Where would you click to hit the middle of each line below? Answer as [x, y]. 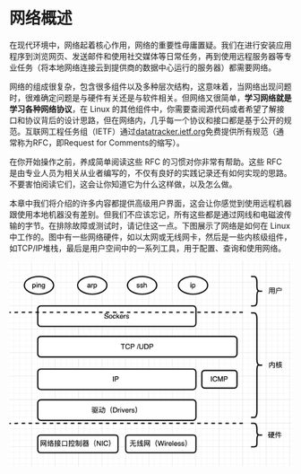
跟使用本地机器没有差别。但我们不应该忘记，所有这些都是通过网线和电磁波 [146, 214]
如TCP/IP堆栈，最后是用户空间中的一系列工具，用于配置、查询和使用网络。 [148, 248]
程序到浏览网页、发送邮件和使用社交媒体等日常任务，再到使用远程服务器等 [146, 56]
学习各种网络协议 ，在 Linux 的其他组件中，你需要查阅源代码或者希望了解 [143, 109]
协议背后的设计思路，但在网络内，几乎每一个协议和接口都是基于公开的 [154, 120]
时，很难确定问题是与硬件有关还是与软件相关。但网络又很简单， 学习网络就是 [150, 97]
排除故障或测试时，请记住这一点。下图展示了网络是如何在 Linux [173, 225]
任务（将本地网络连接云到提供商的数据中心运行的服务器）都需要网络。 [146, 67]
